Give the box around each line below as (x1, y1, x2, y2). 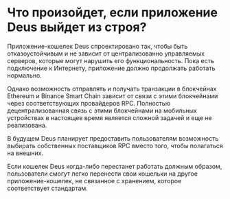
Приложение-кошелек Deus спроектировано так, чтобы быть (7, 42, 188, 50)
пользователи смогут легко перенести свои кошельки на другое (7, 169, 198, 178)
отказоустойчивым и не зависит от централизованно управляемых (7, 49, 205, 58)
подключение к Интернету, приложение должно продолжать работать (7, 64, 216, 72)
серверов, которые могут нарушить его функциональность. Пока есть (7, 56, 215, 65)
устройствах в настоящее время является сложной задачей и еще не (7, 113, 212, 121)
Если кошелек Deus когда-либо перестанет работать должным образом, (7, 162, 222, 170)
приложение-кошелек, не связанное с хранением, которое (7, 176, 182, 185)
